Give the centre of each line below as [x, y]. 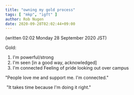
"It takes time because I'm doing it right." [49, 87]
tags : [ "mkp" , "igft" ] [31, 14]
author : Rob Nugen [24, 19]
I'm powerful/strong [33, 57]
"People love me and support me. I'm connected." [57, 77]
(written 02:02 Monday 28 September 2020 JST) [56, 38]
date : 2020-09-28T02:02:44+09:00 [40, 24]
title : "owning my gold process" [40, 10]
